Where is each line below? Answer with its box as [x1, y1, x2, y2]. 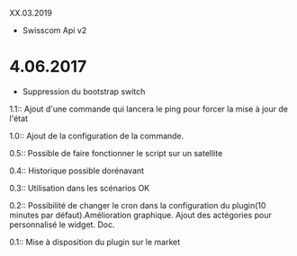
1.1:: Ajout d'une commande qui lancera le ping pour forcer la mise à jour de [9, 103, 288, 114]
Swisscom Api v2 [22, 25, 87, 35]
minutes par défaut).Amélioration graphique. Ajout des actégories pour [9, 209, 272, 220]
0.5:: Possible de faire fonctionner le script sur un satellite [9, 147, 223, 158]
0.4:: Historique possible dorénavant [9, 165, 145, 176]
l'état [9, 112, 29, 124]
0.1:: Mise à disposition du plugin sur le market [9, 236, 181, 247]
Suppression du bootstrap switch [22, 85, 146, 97]
